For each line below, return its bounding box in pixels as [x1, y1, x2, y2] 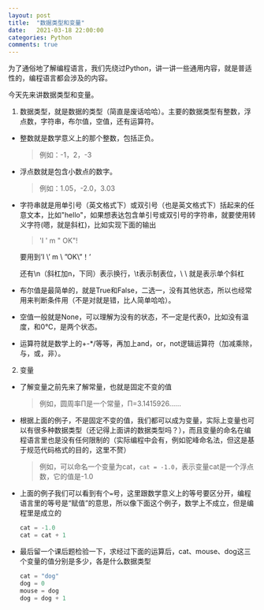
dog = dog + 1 [19, 594, 66, 602]
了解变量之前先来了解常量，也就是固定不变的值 [19, 382, 172, 392]
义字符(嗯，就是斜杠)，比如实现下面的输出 [19, 220, 157, 229]
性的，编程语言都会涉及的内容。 [8, 73, 112, 83]
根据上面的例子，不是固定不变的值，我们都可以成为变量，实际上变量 [19, 415, 241, 426]
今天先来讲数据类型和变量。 [8, 90, 99, 99]
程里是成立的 [19, 508, 61, 518]
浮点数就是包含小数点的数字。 [19, 167, 117, 177]
